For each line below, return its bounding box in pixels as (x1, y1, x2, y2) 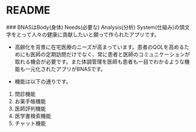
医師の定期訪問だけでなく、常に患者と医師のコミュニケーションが (30, 50, 190, 57)
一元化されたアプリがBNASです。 (25, 65, 106, 72)
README (6, 4, 51, 17)
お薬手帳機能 (14, 97, 46, 104)
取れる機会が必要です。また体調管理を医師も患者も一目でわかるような (14, 58, 185, 65)
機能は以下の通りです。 (14, 77, 72, 85)
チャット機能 (14, 120, 46, 127)
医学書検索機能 (14, 112, 51, 119)
